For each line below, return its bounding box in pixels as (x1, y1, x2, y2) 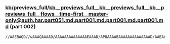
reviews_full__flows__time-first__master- (5, 10, 109, 17)
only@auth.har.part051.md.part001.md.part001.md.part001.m (5, 17, 163, 24)
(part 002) (10, 23, 36, 30)
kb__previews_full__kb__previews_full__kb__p (49, 4, 164, 11)
